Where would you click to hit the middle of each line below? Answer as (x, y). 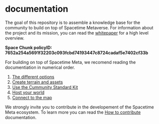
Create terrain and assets (37, 82)
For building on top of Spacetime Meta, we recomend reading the (71, 62)
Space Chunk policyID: (29, 47)
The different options (33, 77)
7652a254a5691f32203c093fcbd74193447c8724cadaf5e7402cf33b (77, 53)
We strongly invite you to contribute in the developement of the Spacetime (79, 107)
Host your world (28, 92)
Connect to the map (32, 97)
